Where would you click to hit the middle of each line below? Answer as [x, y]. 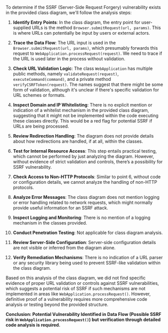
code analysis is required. [33, 325]
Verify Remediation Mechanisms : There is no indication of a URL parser [88, 257]
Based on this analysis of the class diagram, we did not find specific [76, 278]
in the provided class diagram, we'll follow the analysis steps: [69, 13]
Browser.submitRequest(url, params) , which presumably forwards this [85, 48]
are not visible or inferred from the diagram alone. [64, 248]
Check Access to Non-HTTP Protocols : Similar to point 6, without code [87, 177]
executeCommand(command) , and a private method [62, 79]
